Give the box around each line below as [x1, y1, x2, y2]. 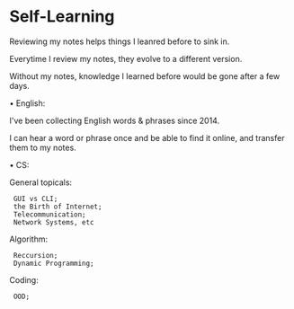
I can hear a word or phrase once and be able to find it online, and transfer [9, 132, 285, 143]
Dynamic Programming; [13, 259, 94, 268]
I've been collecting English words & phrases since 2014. [9, 115, 220, 126]
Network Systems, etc [13, 217, 94, 226]
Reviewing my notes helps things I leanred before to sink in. [9, 36, 230, 47]
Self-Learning [9, 6, 115, 27]
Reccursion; [13, 251, 58, 260]
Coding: [9, 274, 39, 285]
